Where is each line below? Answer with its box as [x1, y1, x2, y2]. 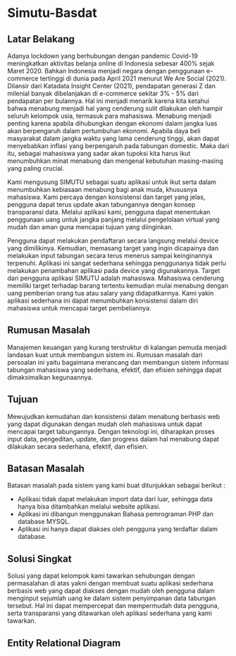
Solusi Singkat [7, 552, 72, 565]
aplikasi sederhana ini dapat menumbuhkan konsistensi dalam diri [7, 296, 199, 305]
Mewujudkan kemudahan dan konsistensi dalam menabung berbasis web [7, 412, 221, 420]
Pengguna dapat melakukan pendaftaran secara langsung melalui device [7, 236, 219, 245]
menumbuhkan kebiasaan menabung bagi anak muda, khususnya [7, 186, 198, 193]
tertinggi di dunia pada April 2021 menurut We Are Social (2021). [39, 74, 227, 83]
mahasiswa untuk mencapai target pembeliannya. [7, 304, 151, 312]
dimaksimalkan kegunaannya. [7, 372, 94, 382]
